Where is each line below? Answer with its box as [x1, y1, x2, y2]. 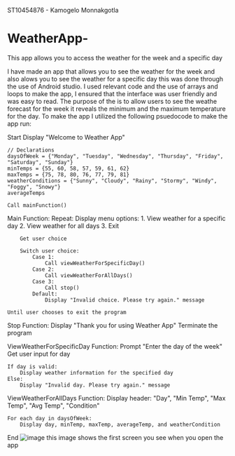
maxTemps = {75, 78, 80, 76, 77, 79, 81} [7, 171, 130, 178]
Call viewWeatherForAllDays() [44, 271, 133, 279]
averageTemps [7, 189, 45, 196]
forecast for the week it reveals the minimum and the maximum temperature [7, 105, 226, 113]
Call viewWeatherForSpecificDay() [44, 260, 145, 267]
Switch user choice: [20, 247, 80, 255]
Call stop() [44, 284, 80, 291]
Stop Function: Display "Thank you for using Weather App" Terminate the [7, 321, 218, 329]
